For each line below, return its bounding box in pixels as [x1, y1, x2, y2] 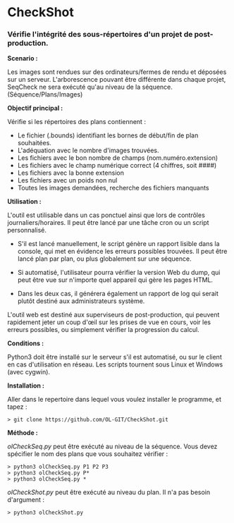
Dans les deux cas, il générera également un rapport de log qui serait [17, 290, 218, 298]
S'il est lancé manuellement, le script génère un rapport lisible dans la [17, 240, 220, 248]
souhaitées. [17, 139, 51, 147]
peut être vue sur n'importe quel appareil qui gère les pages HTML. [17, 276, 214, 284]
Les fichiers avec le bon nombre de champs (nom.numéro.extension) [17, 154, 218, 162]
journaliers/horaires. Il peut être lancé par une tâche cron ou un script [7, 219, 209, 227]
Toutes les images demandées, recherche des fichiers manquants [17, 184, 209, 192]
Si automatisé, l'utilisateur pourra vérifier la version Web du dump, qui [17, 269, 221, 277]
